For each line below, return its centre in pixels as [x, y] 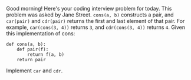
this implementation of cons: [41, 34]
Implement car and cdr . [34, 71]
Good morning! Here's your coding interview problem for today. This [89, 9]
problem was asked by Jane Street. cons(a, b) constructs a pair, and [90, 15]
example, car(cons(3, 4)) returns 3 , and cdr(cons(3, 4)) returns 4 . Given [96, 27]
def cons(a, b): [26, 44]
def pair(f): [33, 49]
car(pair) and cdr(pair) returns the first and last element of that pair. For [95, 21]
